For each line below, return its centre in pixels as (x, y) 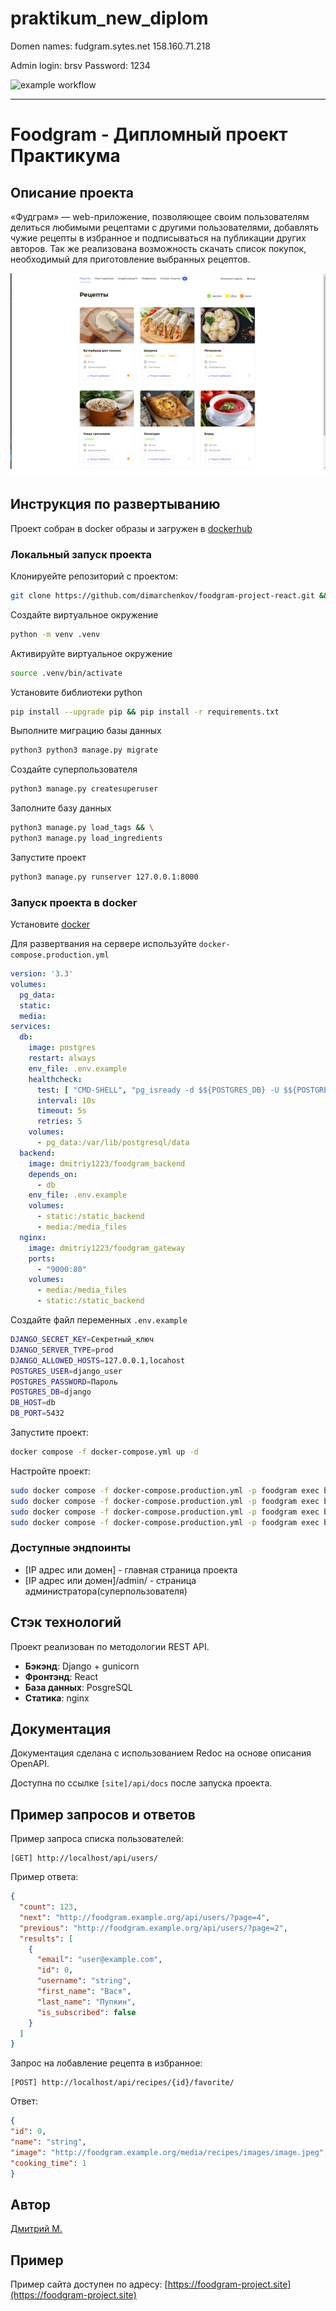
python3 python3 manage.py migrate (84, 750)
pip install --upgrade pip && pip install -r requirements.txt (145, 712)
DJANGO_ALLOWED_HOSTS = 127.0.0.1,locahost (98, 1360)
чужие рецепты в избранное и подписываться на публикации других (158, 238)
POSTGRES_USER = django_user (66, 1371)
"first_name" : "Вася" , (84, 1992)
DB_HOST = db (33, 1403)
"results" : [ (46, 1938)
